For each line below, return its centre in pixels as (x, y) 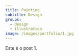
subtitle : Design (24, 15)
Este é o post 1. (21, 48)
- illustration (26, 29)
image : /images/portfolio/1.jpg (39, 34)
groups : (14, 19)
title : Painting (22, 10)
